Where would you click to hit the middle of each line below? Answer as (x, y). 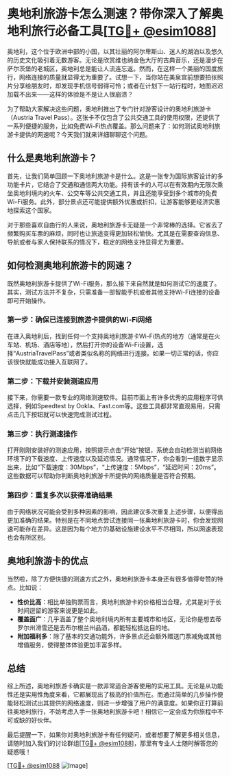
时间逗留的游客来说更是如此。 (59, 610)
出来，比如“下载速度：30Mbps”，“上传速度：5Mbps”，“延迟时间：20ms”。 (114, 467)
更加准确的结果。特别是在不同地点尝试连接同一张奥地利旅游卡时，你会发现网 (115, 520)
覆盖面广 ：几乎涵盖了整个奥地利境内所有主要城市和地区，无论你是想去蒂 (119, 619)
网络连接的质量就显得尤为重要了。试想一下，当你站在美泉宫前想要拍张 (118, 77)
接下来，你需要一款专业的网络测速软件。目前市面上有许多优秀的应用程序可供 (115, 397)
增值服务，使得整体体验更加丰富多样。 (71, 644)
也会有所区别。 (28, 537)
